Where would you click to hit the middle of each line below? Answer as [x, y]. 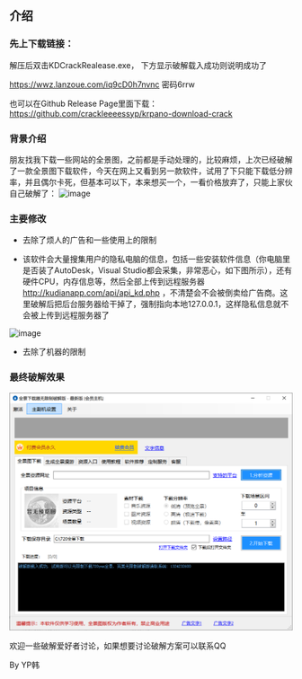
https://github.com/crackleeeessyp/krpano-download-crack [121, 113]
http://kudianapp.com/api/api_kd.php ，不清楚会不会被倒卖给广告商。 [151, 293]
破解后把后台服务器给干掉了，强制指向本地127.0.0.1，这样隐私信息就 [155, 304]
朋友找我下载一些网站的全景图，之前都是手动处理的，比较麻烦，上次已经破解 [151, 159]
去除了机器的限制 [54, 352]
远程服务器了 [85, 315]
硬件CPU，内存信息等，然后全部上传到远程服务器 [113, 282]
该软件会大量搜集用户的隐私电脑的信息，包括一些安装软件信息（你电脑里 [156, 260]
